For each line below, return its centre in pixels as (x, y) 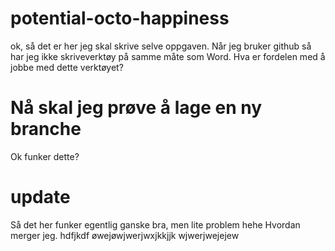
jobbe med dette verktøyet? (67, 67)
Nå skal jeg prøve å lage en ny (136, 108)
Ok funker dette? (45, 156)
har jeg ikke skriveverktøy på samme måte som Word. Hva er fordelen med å (168, 56)
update (40, 197)
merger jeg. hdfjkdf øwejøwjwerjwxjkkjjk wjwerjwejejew (125, 235)
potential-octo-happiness (120, 18)
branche (46, 129)
